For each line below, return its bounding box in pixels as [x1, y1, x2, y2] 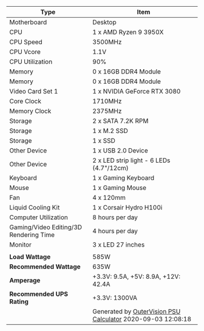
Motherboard [9, 18, 47, 26]
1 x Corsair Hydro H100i [92, 203, 163, 211]
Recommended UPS [9, 290, 69, 298]
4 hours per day [92, 227, 138, 235]
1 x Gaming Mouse [92, 183, 147, 192]
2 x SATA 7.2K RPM [92, 117, 149, 125]
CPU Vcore [9, 48, 41, 56]
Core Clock [9, 97, 41, 105]
